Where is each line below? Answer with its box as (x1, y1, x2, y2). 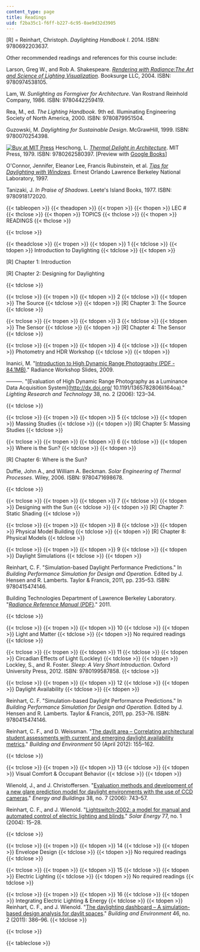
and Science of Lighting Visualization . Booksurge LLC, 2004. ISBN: (6, 72, 171, 80)
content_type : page (6, 8, 55, 15)
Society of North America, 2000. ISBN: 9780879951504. (6, 114, 144, 122)
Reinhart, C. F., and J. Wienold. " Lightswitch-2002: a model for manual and (6, 806, 191, 814)
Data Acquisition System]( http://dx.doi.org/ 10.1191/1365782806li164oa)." (6, 384, 185, 391)
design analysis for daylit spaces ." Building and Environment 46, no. (23, 910, 190, 917)
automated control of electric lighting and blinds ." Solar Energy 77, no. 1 (6, 812, 182, 820)
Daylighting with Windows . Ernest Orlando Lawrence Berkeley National (6, 168, 181, 176)
